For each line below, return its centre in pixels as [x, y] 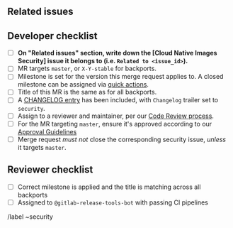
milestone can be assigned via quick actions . [83, 85]
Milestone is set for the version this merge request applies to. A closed [120, 77]
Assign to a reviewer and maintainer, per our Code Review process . [116, 116]
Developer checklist [52, 36]
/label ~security [30, 217]
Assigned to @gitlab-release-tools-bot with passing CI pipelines [113, 202]
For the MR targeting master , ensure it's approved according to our [115, 124]
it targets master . [42, 147]
